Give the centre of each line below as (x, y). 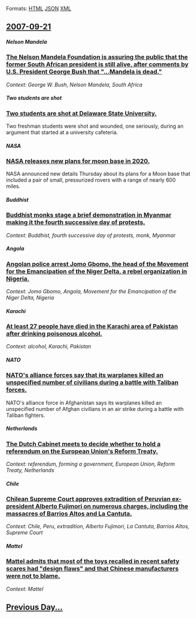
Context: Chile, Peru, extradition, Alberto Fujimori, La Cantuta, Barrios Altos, (98, 527)
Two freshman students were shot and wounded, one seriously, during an (95, 126)
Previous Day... (35, 607)
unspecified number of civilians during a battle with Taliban (92, 382)
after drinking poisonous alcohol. (54, 334)
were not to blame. (33, 576)
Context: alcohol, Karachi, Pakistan (49, 347)
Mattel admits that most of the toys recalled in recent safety (93, 561)
